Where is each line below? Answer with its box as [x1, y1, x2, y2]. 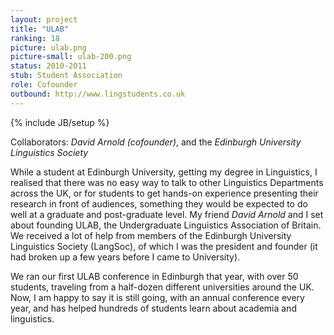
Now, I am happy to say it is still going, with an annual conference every [10, 291, 305, 303]
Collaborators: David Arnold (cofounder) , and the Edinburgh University [10, 136, 302, 148]
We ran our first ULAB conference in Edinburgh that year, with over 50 [10, 270, 299, 282]
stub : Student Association [10, 71, 123, 81]
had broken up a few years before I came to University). [10, 251, 241, 263]
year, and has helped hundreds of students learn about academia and [10, 302, 297, 314]
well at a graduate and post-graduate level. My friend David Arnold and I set [10, 208, 324, 220]
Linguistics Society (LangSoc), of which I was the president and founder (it [10, 240, 318, 252]
